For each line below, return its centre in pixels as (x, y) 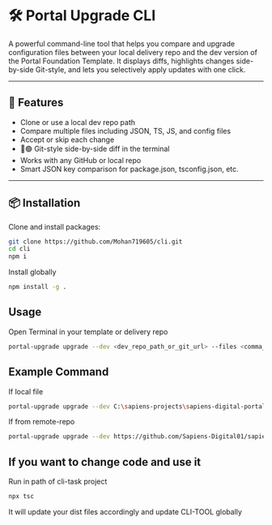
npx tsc (21, 497)
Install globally (32, 272)
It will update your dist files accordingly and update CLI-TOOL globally (125, 512)
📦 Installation (45, 203)
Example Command (59, 372)
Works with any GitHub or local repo (81, 160)
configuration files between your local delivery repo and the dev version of (133, 52)
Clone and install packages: (55, 226)
